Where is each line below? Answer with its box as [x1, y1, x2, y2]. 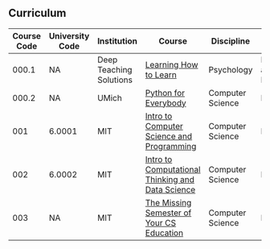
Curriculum [8, 6, 67, 20]
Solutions [97, 74, 133, 85]
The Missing [145, 197, 192, 208]
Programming [145, 140, 197, 151]
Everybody [145, 97, 186, 108]
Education [145, 227, 183, 239]
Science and [145, 131, 193, 142]
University [48, 30, 90, 41]
